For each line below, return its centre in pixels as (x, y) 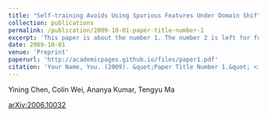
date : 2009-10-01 (37, 45)
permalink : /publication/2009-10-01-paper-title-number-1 (106, 30)
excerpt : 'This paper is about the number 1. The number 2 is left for (129, 38)
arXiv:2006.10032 (37, 104)
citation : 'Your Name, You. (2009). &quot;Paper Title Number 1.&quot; (129, 67)
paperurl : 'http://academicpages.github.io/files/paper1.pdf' (113, 60)
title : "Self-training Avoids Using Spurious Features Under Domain (124, 15)
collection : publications (51, 23)
